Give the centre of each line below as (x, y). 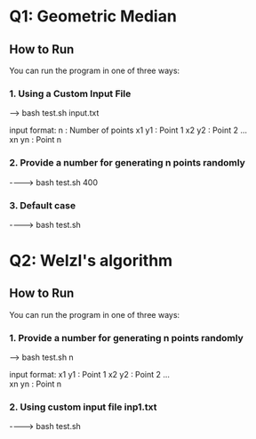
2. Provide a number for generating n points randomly (128, 163)
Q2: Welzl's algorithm (91, 261)
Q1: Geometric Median (93, 16)
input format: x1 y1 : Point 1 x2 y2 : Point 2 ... (90, 375)
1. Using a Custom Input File (70, 93)
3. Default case (43, 205)
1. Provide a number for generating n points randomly (127, 337)
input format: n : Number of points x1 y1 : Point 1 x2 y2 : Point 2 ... (128, 130)
